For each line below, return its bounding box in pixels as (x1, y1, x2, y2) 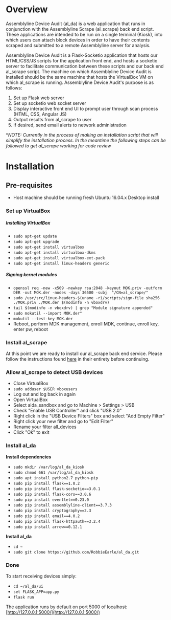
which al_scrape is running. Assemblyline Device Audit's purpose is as (6, 79, 154, 85)
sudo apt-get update (13, 234, 57, 239)
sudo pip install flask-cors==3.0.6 (13, 492, 91, 497)
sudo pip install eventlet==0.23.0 (13, 497, 89, 502)
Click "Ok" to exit (13, 429, 50, 435)
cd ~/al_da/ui (13, 584, 43, 589)
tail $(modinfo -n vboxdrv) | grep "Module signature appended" (13, 305, 153, 311)
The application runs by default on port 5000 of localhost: (6, 604, 128, 610)
